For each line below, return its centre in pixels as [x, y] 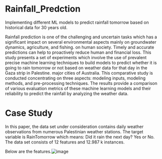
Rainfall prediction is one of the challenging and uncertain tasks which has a [81, 37]
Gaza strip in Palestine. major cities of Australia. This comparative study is [79, 73]
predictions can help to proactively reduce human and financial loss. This [78, 52]
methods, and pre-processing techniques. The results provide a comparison [81, 83]
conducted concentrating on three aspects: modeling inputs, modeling [75, 78]
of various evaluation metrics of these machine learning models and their [78, 88]
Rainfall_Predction [43, 9]
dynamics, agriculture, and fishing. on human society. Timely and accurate [80, 47]
